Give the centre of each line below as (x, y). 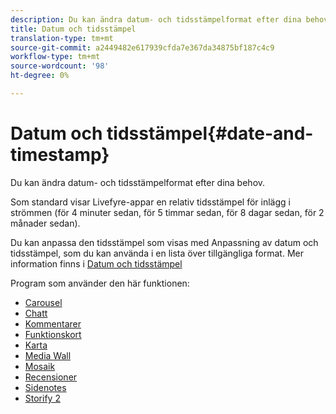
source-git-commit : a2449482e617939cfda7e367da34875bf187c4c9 (142, 47)
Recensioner (51, 377)
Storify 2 (42, 398)
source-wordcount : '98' (60, 66)
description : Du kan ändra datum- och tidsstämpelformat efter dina (156, 19)
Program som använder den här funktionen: (100, 283)
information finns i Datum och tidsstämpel (96, 263)
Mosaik (40, 366)
